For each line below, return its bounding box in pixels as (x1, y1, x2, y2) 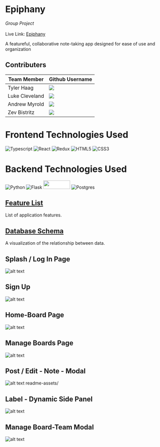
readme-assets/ (25, 380, 59, 386)
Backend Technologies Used (5, 163, 127, 175)
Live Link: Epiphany (5, 31, 46, 37)
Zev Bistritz (8, 108, 35, 116)
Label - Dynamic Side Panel (5, 395, 93, 403)
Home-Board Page (5, 311, 64, 319)
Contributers (5, 61, 47, 69)
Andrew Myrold (8, 100, 44, 107)
